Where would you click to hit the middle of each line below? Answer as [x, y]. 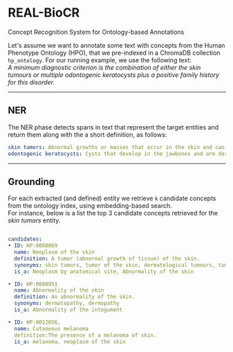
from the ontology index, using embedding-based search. [90, 206]
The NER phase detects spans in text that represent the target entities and [113, 127]
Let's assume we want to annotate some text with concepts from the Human [116, 45]
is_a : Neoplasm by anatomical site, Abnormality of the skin [104, 272]
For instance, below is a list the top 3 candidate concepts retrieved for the [113, 213]
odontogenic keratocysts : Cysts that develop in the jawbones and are [112, 154]
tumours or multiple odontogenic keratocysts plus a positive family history [114, 75]
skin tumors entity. [34, 220]
